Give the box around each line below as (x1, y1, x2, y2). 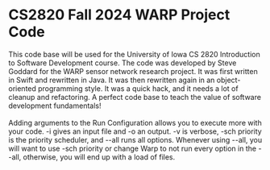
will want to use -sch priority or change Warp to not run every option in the (8, 143, 256, 153)
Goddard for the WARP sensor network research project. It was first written (8, 66, 258, 76)
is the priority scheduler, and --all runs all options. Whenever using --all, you (8, 135, 263, 144)
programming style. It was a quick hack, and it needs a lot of (37, 83, 239, 93)
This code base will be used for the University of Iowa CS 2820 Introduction (8, 49, 260, 59)
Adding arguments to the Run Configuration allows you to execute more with (8, 118, 262, 127)
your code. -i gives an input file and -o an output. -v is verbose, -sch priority (8, 126, 262, 136)
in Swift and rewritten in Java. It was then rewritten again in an (8, 75, 215, 85)
